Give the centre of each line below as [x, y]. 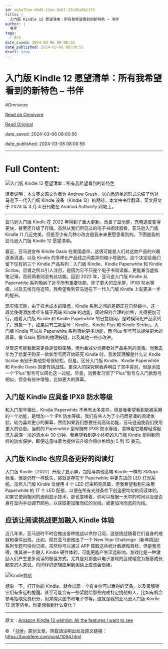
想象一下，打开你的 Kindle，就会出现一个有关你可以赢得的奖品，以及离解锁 [82, 586]
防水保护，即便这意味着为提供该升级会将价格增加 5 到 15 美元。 [79, 441]
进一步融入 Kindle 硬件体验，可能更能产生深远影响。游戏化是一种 [89, 552]
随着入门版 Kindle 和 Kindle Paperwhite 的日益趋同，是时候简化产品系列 [87, 319]
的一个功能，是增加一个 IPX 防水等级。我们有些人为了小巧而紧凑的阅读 [78, 416]
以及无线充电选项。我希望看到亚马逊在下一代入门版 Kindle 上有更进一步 [87, 289]
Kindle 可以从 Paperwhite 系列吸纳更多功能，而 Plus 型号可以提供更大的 [89, 331]
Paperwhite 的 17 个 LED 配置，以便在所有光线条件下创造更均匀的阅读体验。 [83, 490]
